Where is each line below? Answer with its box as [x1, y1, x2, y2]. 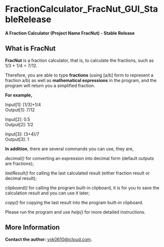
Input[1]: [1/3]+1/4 [5, 102, 41, 108]
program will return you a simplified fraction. [5, 82, 95, 88]
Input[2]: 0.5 [5, 116, 31, 122]
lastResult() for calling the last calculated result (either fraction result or [5, 170, 150, 176]
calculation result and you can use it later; [5, 190, 90, 196]
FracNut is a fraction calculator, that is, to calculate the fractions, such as [5, 57, 154, 63]
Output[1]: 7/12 [5, 107, 35, 112]
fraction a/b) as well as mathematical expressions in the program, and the [5, 77, 157, 83]
